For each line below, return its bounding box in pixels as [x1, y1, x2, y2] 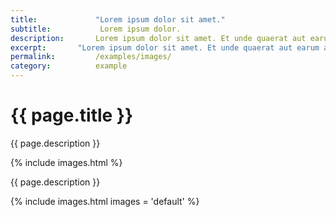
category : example [10, 61, 128, 71]
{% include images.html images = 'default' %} [10, 195, 200, 207]
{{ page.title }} [10, 104, 134, 127]
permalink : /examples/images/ [10, 52, 172, 62]
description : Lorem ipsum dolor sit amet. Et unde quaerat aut [10, 33, 307, 43]
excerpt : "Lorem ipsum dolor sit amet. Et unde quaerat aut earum [10, 42, 320, 53]
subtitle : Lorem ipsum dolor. [10, 24, 182, 34]
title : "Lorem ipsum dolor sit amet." [10, 14, 226, 25]
